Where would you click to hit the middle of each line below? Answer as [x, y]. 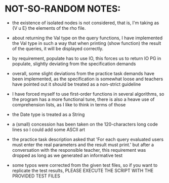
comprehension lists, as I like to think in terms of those [69, 104]
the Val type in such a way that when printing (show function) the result [87, 43]
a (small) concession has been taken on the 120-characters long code [85, 124]
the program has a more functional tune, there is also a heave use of [83, 99]
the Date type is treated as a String [48, 114]
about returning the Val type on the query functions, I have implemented [87, 38]
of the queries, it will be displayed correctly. [58, 48]
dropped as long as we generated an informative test [67, 155]
